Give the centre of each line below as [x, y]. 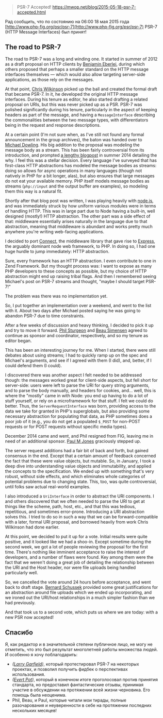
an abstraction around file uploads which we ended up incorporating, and [78, 592]
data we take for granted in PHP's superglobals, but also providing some [77, 411]
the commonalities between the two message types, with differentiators [77, 120]
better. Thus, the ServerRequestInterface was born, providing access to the [81, 406]
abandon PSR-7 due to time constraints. [45, 316]
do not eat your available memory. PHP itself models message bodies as [77, 181]
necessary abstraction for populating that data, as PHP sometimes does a [79, 416]
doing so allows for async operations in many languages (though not [73, 171]
